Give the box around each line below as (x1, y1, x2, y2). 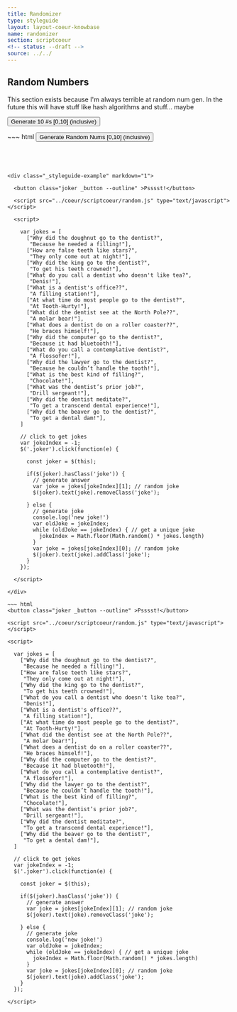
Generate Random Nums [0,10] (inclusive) (39, 133, 150, 141)
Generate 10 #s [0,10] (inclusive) (11, 118, 97, 125)
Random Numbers (7, 76, 89, 89)
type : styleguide (7, 17, 59, 24)
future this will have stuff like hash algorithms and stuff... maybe (7, 102, 194, 111)
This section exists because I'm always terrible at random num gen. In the (7, 95, 224, 104)
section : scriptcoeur (7, 37, 72, 44)
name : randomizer (7, 30, 59, 38)
